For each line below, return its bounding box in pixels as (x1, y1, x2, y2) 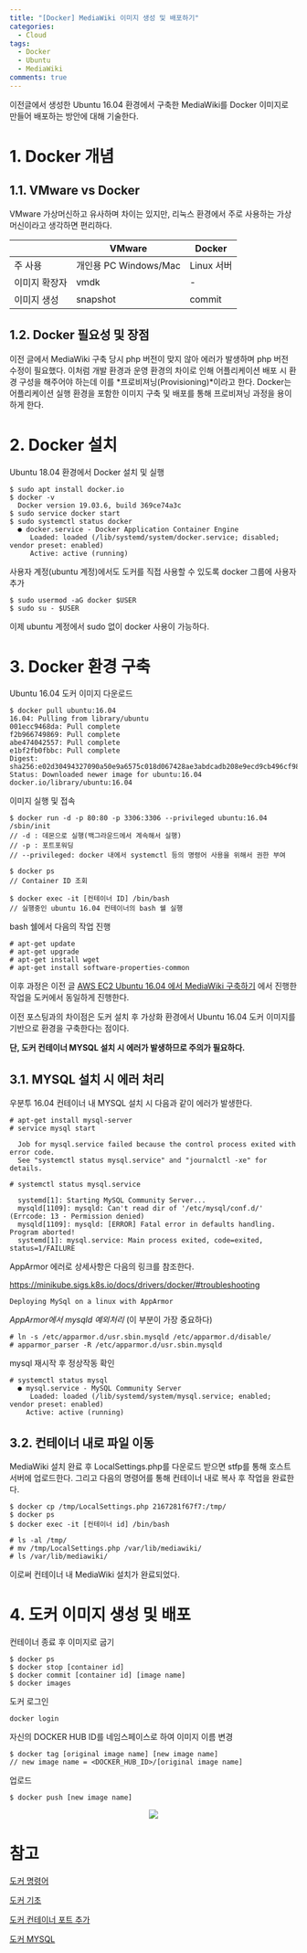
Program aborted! (9, 1228, 76, 1237)
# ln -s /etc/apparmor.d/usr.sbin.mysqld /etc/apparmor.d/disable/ (9, 1332, 272, 1342)
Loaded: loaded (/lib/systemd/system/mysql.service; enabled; (29, 1392, 272, 1402)
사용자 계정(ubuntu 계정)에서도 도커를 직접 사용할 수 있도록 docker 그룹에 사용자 (9, 566, 297, 577)
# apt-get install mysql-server (9, 1116, 132, 1126)
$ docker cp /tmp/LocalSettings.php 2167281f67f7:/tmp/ (9, 1502, 227, 1511)
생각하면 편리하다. (48, 219, 112, 230)
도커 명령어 (9, 1875, 49, 1886)
